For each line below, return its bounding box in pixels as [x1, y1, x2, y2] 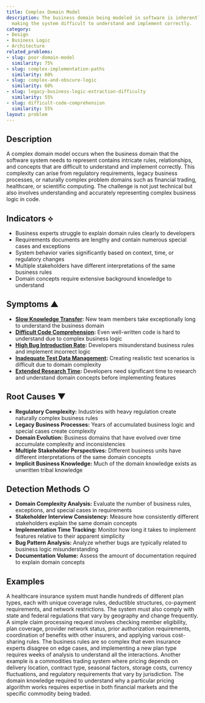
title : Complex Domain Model [6, 9, 81, 15]
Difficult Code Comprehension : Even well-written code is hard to [15, 328, 181, 336]
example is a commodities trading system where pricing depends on [6, 658, 178, 665]
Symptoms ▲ [6, 299, 59, 309]
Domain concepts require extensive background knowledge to [15, 275, 172, 282]
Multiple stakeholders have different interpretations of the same [15, 262, 176, 269]
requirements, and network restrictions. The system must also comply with [6, 606, 195, 613]
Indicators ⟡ [6, 213, 54, 224]
